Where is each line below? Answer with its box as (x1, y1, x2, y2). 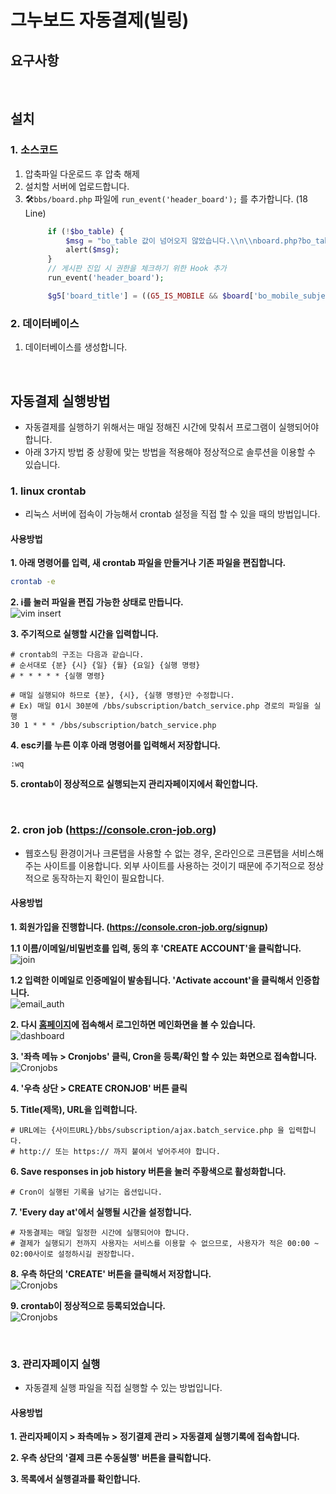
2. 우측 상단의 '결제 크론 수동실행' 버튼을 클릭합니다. (10, 1452, 212, 1464)
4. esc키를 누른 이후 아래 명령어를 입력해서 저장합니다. (10, 739, 222, 751)
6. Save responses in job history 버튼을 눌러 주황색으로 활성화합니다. (10, 1165, 287, 1177)
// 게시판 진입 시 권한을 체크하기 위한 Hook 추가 (47, 264, 227, 274)
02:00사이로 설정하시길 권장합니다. (10, 1249, 136, 1259)
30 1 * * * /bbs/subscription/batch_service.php (10, 721, 217, 731)
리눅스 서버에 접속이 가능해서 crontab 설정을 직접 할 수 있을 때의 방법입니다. (24, 508, 321, 520)
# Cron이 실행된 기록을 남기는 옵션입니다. (10, 1187, 163, 1197)
